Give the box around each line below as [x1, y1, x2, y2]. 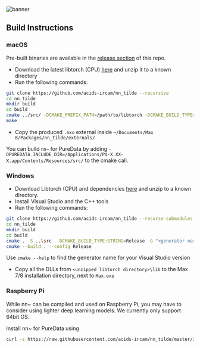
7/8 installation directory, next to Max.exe [14, 272, 115, 279]
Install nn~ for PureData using [6, 325, 79, 332]
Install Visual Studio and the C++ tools [14, 198, 109, 205]
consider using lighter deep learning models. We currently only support [6, 307, 182, 314]
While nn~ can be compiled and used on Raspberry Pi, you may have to [6, 300, 182, 307]
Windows [6, 172, 35, 180]
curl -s [6, 336, 26, 342]
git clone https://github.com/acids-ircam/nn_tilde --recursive [6, 90, 169, 96]
